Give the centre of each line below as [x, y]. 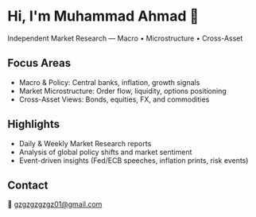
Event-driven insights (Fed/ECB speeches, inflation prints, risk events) [134, 160]
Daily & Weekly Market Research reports [85, 143]
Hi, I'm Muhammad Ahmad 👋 [103, 16]
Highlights [34, 124]
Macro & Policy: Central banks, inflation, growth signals [109, 82]
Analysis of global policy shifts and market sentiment [105, 152]
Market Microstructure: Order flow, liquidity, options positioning [123, 91]
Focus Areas [39, 63]
